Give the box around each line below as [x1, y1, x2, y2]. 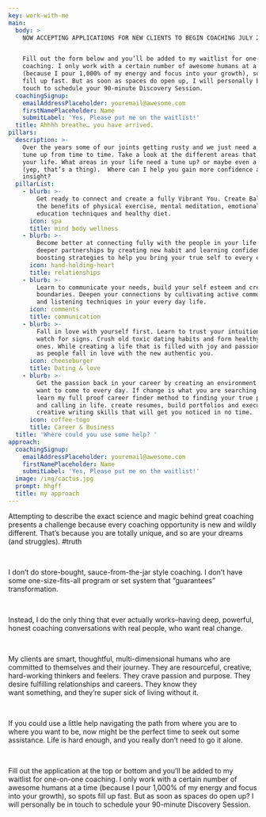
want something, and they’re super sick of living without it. [8, 687, 199, 697]
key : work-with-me [8, 11, 69, 20]
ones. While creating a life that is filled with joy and [36, 342, 232, 350]
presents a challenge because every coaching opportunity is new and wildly [8, 520, 257, 529]
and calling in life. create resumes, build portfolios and [36, 401, 239, 409]
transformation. [8, 584, 59, 594]
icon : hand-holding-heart [28, 261, 115, 269]
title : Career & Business [28, 423, 115, 432]
